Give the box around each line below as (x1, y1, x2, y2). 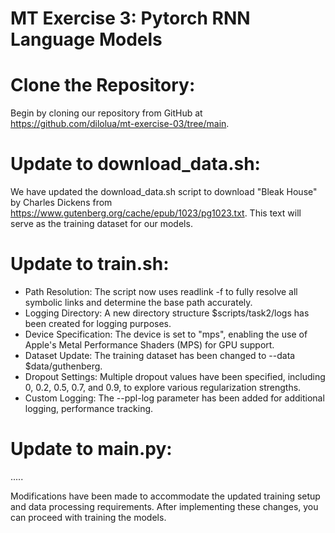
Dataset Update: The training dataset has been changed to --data (24, 350, 296, 361)
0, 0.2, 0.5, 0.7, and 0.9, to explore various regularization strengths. (24, 382, 302, 393)
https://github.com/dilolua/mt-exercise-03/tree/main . (10, 118, 230, 130)
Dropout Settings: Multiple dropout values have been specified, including (24, 371, 326, 382)
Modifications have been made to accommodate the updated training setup (10, 490, 321, 502)
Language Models (10, 28, 163, 51)
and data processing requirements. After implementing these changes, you (10, 500, 319, 512)
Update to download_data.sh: (10, 153, 261, 176)
